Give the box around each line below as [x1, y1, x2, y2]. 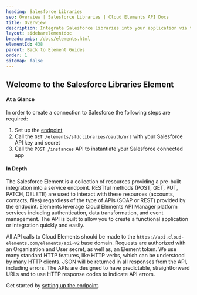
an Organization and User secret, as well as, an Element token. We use [6, 246, 177, 253]
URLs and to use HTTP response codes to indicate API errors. [6, 271, 155, 278]
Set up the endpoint [14, 127, 63, 134]
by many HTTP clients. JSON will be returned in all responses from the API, [6, 258, 188, 265]
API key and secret [14, 139, 60, 146]
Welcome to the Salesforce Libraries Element [6, 79, 174, 89]
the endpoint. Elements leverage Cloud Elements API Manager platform [6, 203, 178, 210]
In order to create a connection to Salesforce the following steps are [6, 109, 171, 116]
